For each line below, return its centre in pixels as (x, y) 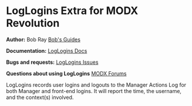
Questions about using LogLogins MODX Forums (66, 73)
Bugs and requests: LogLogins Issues (52, 62)
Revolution (33, 23)
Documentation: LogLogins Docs (47, 50)
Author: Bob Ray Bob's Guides (43, 39)
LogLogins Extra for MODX (72, 11)
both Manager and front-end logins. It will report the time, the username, (94, 91)
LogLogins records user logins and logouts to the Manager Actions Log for (96, 85)
